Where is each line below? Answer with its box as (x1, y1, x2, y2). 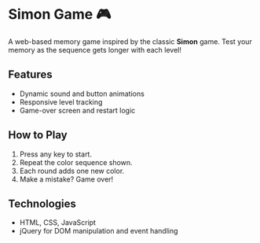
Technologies (8, 197, 77, 210)
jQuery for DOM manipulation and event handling (19, 226, 178, 236)
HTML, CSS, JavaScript (19, 218, 97, 227)
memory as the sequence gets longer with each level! (8, 45, 182, 54)
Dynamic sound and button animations (19, 89, 145, 98)
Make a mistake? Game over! (19, 174, 114, 184)
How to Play (8, 128, 68, 142)
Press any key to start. (19, 149, 93, 159)
